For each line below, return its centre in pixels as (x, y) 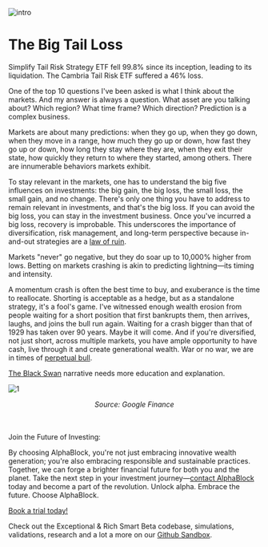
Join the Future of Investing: (55, 436)
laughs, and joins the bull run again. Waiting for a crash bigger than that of (130, 323)
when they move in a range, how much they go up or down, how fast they (130, 140)
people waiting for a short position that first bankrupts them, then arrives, (129, 315)
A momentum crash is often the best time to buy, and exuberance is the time (134, 290)
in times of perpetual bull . (50, 358)
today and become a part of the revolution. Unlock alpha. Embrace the (124, 486)
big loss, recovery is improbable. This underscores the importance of (122, 224)
